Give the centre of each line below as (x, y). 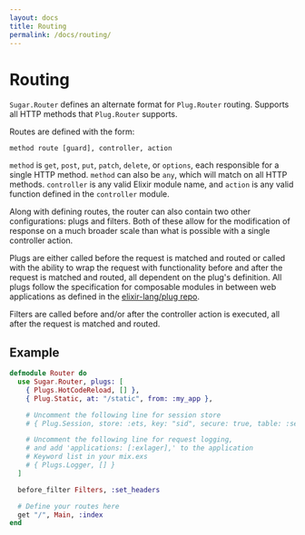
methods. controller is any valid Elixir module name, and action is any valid (152, 185)
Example (34, 352)
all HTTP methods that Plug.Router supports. (94, 114)
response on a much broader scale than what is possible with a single (140, 231)
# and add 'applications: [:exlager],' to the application (140, 448)
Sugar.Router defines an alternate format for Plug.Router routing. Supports (149, 104)
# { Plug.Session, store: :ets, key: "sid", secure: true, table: (154, 423)
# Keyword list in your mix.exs (87, 457)
